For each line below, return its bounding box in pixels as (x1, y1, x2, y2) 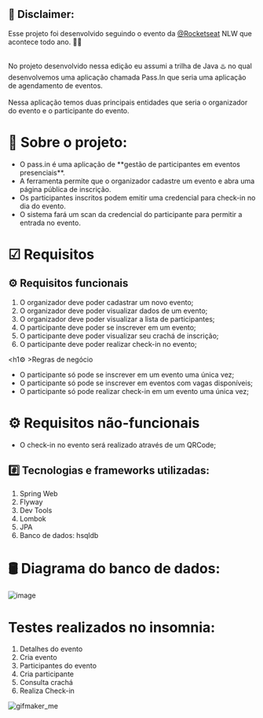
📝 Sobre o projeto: (8, 134, 128, 151)
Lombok (19, 514, 47, 523)
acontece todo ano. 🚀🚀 (8, 37, 82, 46)
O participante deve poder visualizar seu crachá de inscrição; (19, 331, 219, 341)
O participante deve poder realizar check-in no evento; (19, 339, 198, 348)
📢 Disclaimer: (8, 8, 75, 21)
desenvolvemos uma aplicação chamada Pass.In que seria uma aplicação (8, 72, 247, 82)
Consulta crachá (19, 678, 73, 687)
